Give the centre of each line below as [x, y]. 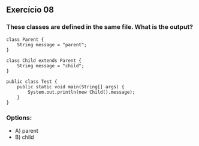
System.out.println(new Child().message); [82, 92]
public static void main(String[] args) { [71, 87]
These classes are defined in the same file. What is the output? [100, 27]
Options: [19, 118]
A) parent [27, 130]
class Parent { [25, 39]
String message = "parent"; [52, 44]
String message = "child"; [51, 65]
